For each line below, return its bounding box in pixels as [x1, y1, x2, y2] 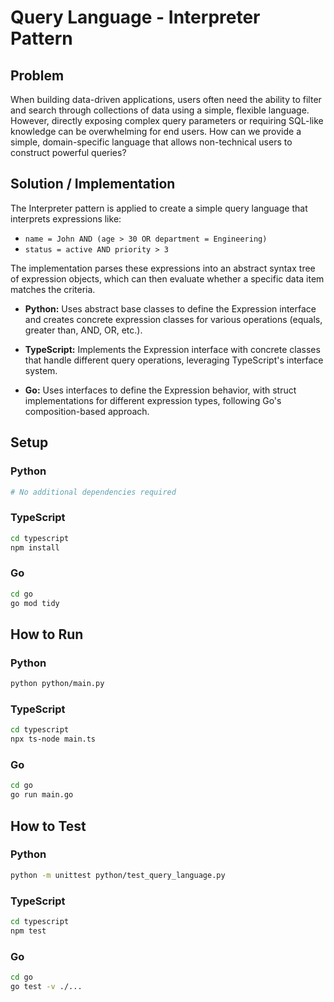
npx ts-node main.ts [10, 734, 97, 745]
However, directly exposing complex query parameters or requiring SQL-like [10, 115, 324, 126]
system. [24, 364, 58, 376]
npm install [10, 542, 60, 553]
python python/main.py [10, 679, 105, 689]
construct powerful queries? [10, 147, 127, 158]
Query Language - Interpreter [10, 6, 261, 29]
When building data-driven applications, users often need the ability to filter [10, 94, 322, 105]
